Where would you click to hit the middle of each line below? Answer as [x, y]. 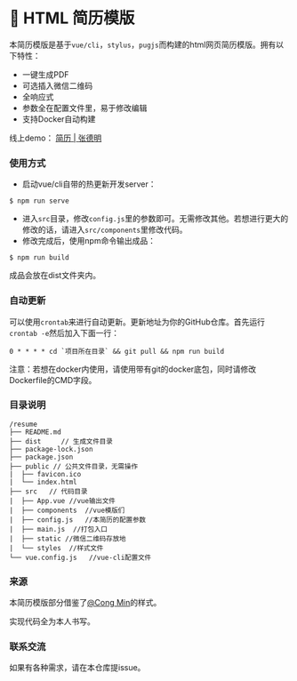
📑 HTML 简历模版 [72, 18]
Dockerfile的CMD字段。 [53, 380]
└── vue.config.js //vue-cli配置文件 [80, 557]
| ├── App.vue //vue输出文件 [62, 501]
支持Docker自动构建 [59, 119]
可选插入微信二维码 [57, 85]
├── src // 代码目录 [48, 491]
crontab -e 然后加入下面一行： [64, 332]
